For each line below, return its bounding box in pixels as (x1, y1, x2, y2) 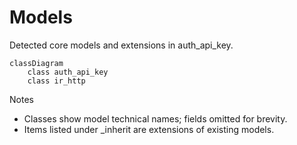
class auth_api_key (27, 67, 109, 77)
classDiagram (9, 58, 64, 68)
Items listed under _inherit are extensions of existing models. (23, 123, 275, 135)
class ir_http (27, 76, 86, 86)
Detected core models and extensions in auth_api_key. (9, 39, 234, 51)
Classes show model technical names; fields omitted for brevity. (23, 112, 288, 125)
